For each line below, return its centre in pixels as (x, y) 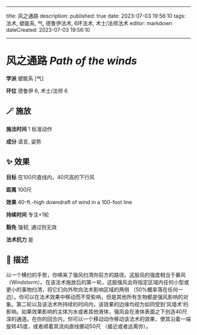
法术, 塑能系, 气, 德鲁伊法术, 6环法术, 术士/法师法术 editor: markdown (89, 23)
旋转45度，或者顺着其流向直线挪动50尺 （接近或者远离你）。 (79, 326)
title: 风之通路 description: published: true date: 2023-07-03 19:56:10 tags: (96, 16)
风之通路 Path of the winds (72, 61)
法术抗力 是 (20, 239)
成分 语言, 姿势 (24, 141)
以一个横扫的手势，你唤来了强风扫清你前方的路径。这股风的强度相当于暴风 (96, 275)
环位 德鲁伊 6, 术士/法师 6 (37, 91)
